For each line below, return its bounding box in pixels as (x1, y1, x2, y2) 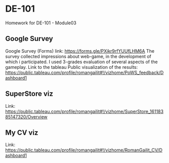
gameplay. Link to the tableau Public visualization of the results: (5, 64, 138, 70)
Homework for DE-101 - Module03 (5, 20, 77, 26)
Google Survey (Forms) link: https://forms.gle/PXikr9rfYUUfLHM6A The (5, 48, 155, 54)
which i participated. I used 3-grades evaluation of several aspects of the (5, 59, 158, 65)
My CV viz (5, 128, 38, 137)
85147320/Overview (5, 113, 48, 119)
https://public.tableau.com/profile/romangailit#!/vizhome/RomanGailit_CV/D (5, 147, 163, 153)
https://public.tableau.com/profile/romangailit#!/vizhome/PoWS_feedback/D (5, 69, 164, 75)
